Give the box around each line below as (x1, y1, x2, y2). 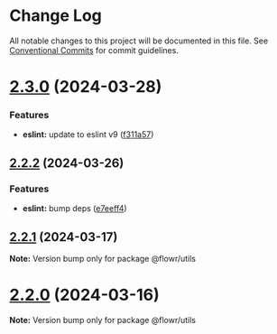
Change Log (9, 5, 102, 26)
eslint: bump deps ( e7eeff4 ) (22, 203, 128, 214)
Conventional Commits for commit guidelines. (9, 44, 179, 55)
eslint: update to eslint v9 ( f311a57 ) (22, 129, 154, 140)
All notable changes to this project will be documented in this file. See (9, 35, 269, 46)
